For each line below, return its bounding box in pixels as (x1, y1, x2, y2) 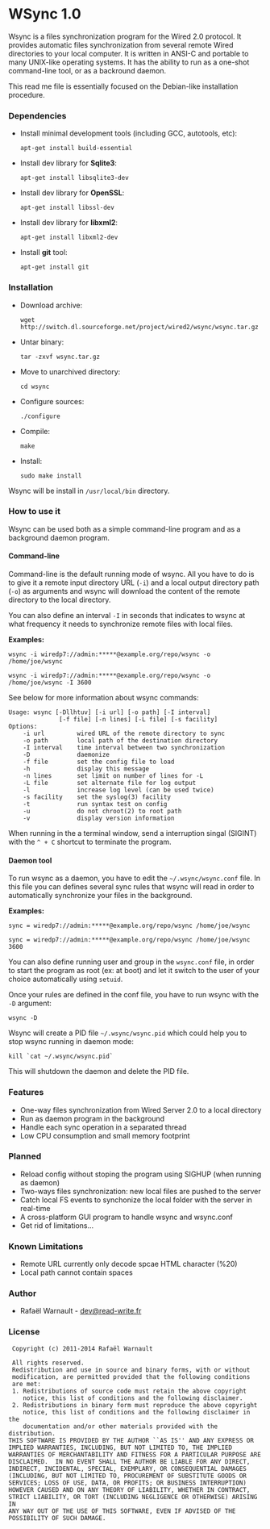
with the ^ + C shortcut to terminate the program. (8, 837, 172, 847)
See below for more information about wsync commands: (8, 693, 199, 703)
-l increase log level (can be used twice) (23, 786, 215, 795)
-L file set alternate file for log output (23, 779, 197, 787)
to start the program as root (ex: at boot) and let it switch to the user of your (8, 966, 260, 975)
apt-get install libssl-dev (19, 203, 114, 212)
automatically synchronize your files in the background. (8, 891, 193, 900)
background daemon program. (8, 533, 110, 542)
